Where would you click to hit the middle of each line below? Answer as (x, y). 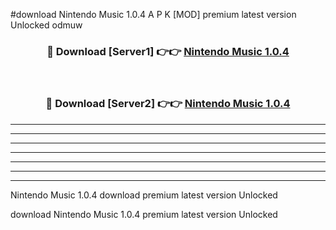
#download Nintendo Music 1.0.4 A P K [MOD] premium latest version (153, 14)
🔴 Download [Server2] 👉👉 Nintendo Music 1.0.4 (168, 104)
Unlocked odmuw (46, 25)
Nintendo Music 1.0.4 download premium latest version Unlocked (144, 195)
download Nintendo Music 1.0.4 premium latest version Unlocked (144, 214)
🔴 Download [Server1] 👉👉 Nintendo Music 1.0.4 (168, 51)
